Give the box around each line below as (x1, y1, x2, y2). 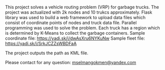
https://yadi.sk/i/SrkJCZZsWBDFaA (5, 41, 77, 46)
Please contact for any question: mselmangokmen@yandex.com (5, 60, 136, 65)
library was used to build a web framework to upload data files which (5, 15, 146, 20)
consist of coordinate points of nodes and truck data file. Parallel (5, 20, 137, 25)
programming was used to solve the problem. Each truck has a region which (5, 25, 161, 31)
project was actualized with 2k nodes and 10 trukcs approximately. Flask (5, 9, 152, 15)
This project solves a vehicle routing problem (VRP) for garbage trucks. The (5, 4, 159, 10)
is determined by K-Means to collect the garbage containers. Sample (5, 30, 145, 36)
